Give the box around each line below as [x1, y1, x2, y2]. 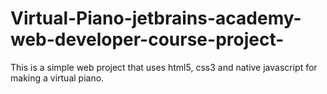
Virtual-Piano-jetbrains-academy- [10, 7, 302, 30]
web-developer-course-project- [10, 28, 285, 51]
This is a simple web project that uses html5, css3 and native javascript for [10, 61, 318, 73]
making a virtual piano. [10, 72, 105, 84]
